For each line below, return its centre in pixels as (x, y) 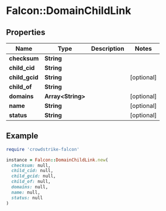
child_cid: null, (32, 171)
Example (22, 136)
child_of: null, (31, 182)
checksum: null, (31, 165)
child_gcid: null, (34, 176)
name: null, (26, 192)
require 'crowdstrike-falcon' (43, 149)
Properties (26, 32)
